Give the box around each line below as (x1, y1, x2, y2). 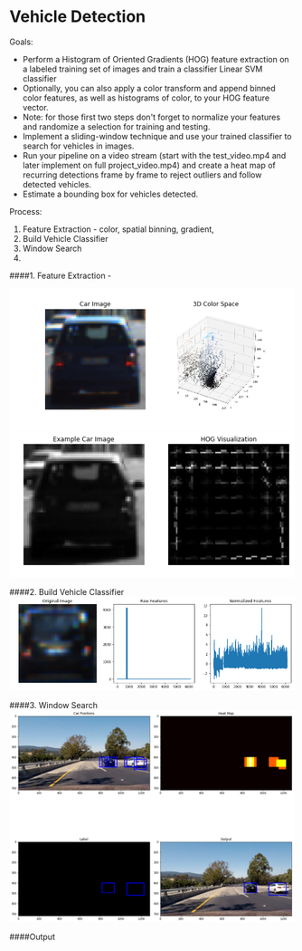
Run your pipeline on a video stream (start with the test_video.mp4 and (22, 149, 287, 160)
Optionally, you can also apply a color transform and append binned (22, 82, 276, 93)
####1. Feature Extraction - (9, 270, 112, 281)
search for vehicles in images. (22, 140, 135, 151)
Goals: (9, 36, 33, 47)
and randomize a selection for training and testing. (22, 120, 211, 132)
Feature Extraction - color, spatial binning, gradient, (22, 224, 214, 235)
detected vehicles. (22, 178, 92, 189)
